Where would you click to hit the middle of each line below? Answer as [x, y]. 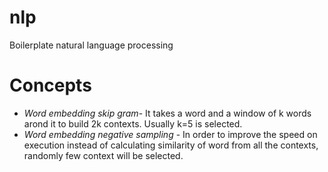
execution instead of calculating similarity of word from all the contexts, [171, 145]
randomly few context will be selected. [103, 155]
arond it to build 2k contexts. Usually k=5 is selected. [133, 123]
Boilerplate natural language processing [91, 45]
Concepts [50, 85]
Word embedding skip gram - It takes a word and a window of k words [167, 113]
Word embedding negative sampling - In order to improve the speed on [170, 134]
